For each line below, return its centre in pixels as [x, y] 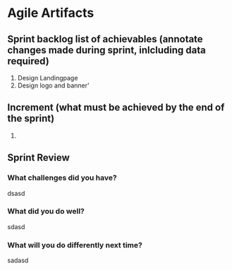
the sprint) [31, 119]
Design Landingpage [48, 78]
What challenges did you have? [62, 178]
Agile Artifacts [51, 13]
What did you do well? [46, 211]
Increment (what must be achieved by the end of [116, 108]
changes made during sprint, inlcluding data [106, 50]
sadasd [18, 260]
